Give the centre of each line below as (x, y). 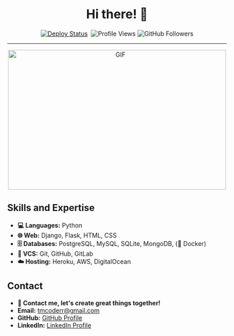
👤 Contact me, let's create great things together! (89, 302)
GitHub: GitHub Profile (49, 318)
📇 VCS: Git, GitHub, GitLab (55, 254)
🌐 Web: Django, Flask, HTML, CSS (67, 235)
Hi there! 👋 (117, 14)
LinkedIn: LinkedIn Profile (54, 325)
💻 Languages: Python (50, 225)
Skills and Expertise (51, 208)
